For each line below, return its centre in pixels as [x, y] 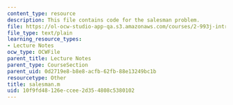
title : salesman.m [34, 84]
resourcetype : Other [37, 78]
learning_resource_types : [44, 39]
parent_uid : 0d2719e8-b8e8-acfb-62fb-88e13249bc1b [82, 71]
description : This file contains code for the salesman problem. [103, 20]
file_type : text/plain [40, 33]
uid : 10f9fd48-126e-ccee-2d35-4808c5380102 [71, 90]
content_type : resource [42, 13]
